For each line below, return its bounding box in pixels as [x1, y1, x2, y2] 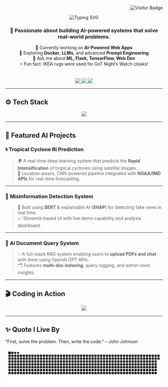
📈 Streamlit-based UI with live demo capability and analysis [17, 215, 141, 221]
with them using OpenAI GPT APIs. [17, 256, 89, 263]
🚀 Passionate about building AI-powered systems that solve [9, 27, 158, 34]
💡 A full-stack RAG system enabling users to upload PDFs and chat [17, 251, 156, 257]
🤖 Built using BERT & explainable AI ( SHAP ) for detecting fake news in [17, 204, 161, 210]
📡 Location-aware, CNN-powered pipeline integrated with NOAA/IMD [17, 170, 161, 176]
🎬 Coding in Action [5, 289, 65, 298]
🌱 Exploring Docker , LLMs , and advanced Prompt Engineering [19, 50, 149, 56]
